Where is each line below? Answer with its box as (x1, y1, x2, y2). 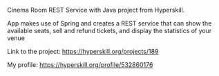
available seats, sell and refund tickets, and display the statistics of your (7, 27, 212, 35)
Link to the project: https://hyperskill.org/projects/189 (7, 48, 159, 55)
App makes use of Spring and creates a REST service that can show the (7, 19, 212, 27)
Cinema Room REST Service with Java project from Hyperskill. (7, 6, 185, 14)
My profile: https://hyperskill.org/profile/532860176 (7, 61, 153, 68)
